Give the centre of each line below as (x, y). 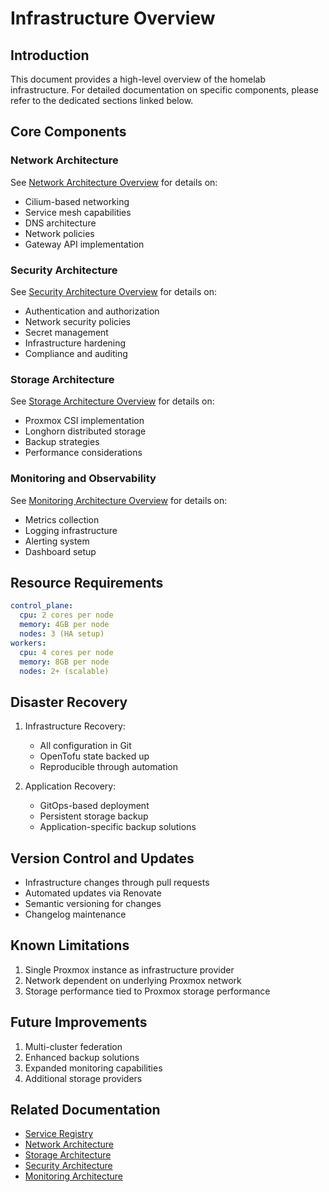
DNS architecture (60, 223)
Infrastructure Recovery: (75, 726)
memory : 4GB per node (64, 625)
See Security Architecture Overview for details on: (114, 291)
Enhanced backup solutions (82, 1057)
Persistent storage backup (94, 816)
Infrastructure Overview (113, 18)
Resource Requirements (87, 582)
